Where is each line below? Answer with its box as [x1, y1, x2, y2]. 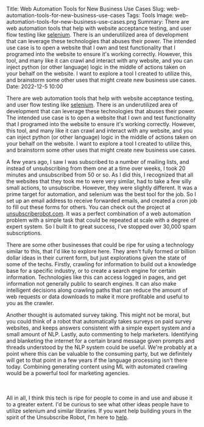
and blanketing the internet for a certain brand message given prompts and [6, 337, 195, 344]
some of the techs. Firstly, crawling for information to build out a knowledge [6, 261, 197, 267]
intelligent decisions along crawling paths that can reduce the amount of [6, 286, 188, 294]
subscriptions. [6, 230, 43, 236]
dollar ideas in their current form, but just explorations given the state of [6, 254, 187, 261]
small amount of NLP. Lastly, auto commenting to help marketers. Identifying [6, 331, 199, 337]
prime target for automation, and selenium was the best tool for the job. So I [6, 191, 197, 197]
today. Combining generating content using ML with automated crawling [6, 363, 188, 370]
